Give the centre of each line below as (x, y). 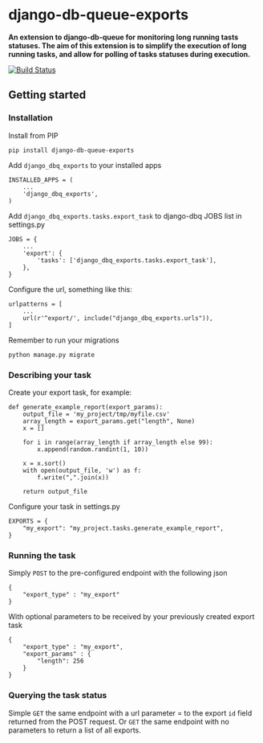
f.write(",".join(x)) (73, 477)
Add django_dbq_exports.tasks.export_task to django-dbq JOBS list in (125, 216)
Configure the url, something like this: (70, 289)
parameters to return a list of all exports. (75, 730)
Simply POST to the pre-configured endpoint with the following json (118, 573)
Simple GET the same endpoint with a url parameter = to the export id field (130, 712)
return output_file (55, 491)
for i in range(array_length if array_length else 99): (118, 442)
